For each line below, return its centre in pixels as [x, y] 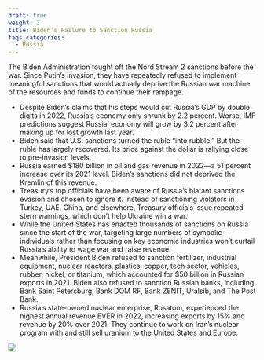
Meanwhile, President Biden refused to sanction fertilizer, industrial [128, 258]
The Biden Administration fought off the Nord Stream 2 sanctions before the [131, 67]
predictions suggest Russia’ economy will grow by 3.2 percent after [128, 124]
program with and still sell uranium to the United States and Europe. [128, 333]
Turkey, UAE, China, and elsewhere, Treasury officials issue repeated [131, 208]
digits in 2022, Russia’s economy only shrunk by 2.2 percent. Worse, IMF [137, 116]
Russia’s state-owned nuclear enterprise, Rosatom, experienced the [129, 308]
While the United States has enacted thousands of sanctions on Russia [134, 224]
